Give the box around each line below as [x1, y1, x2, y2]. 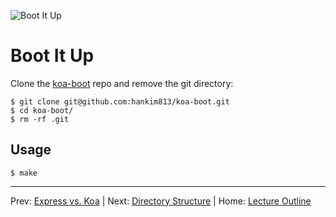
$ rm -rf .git [10, 114, 70, 124]
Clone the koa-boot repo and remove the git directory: [10, 77, 234, 89]
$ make [10, 168, 38, 178]
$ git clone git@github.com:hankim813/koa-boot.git [10, 96, 230, 107]
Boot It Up [10, 45, 95, 67]
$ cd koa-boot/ [10, 105, 74, 115]
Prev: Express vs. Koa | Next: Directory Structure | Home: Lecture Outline [10, 195, 312, 207]
